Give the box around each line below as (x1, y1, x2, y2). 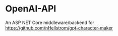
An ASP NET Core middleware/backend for (5, 19, 95, 25)
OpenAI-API (5, 3, 56, 14)
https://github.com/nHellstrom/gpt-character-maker (5, 24, 113, 30)
